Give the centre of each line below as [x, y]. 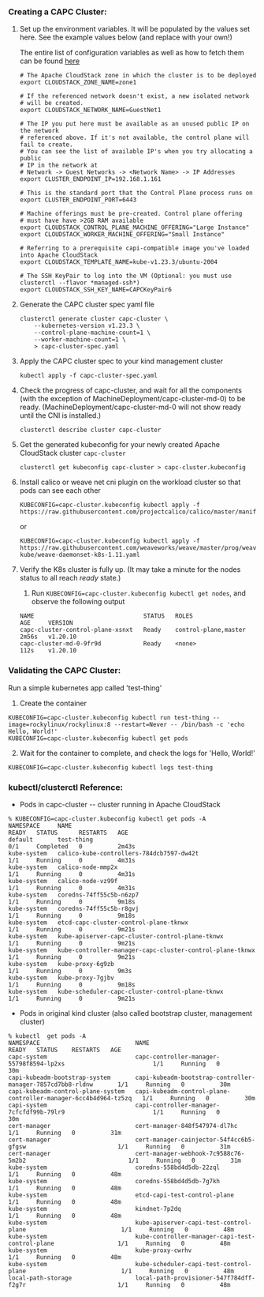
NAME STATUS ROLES [106, 616]
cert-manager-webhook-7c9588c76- [190, 1153]
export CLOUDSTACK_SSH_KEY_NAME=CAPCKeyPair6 [95, 290]
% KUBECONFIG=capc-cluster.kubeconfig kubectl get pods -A [107, 819]
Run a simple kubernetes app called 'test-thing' [85, 688]
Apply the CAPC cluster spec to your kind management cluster [121, 361]
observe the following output [78, 602]
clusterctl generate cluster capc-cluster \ [94, 319]
